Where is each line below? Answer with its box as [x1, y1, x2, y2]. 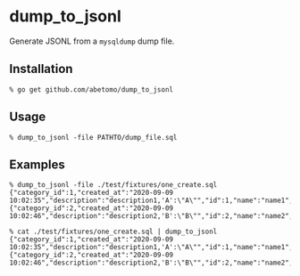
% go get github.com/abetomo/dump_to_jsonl [9, 85, 174, 94]
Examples [9, 157, 65, 172]
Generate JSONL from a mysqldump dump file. [9, 36, 175, 46]
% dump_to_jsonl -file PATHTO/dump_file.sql [9, 133, 178, 142]
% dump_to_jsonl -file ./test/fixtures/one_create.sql [9, 181, 218, 190]
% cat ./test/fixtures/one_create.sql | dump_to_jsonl [9, 227, 218, 237]
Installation [9, 61, 73, 77]
